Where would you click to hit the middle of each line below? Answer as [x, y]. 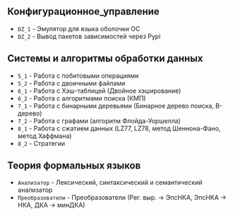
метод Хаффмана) [44, 136]
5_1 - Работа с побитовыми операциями [78, 75]
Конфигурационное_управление [84, 12]
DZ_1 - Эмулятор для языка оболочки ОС [79, 28]
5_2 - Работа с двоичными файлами [71, 83]
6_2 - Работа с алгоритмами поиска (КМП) [82, 98]
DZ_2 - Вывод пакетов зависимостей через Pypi [89, 36]
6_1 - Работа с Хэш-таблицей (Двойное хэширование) [99, 91]
